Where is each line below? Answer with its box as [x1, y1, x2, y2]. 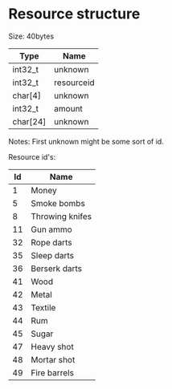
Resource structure [8, 5, 141, 23]
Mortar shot [31, 354, 76, 365]
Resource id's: [8, 152, 56, 161]
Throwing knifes [31, 210, 92, 221]
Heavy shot [31, 341, 74, 352]
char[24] [12, 115, 47, 127]
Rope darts [31, 237, 72, 248]
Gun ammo [31, 224, 72, 235]
